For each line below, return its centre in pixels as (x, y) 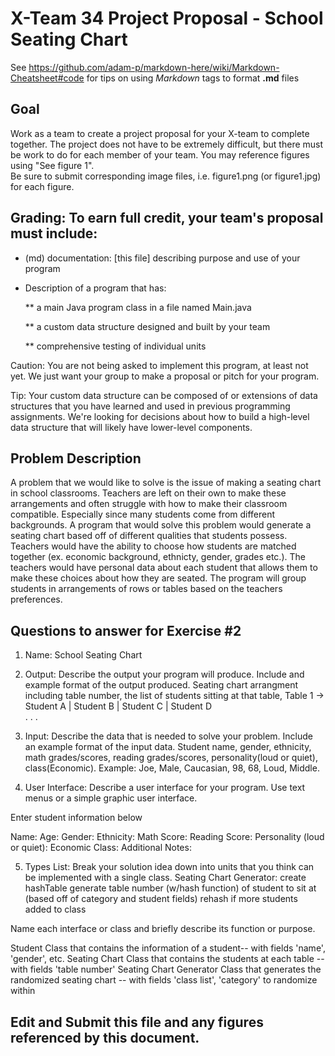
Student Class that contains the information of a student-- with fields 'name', (168, 948)
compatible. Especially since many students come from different (143, 514)
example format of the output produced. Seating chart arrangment (161, 685)
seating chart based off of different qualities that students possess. (149, 536)
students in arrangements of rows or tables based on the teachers (146, 589)
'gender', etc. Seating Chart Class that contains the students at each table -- (167, 959)
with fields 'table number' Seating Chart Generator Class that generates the (166, 969)
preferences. (36, 599)
